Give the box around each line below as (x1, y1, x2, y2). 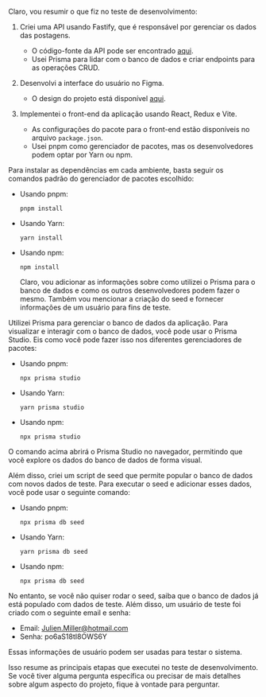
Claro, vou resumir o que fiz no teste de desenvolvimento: (8, 7, 198, 16)
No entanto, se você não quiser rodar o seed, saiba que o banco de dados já (8, 591, 259, 600)
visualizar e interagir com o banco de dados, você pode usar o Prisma (8, 326, 237, 336)
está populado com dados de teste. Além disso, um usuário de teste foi (8, 600, 241, 609)
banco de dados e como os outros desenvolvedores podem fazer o (19, 286, 241, 295)
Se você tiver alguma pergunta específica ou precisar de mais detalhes (8, 672, 241, 680)
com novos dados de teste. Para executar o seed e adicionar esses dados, (8, 479, 253, 489)
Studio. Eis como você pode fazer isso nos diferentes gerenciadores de (8, 335, 242, 345)
